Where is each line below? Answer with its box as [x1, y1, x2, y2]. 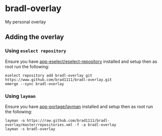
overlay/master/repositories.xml [5, 122, 73, 127]
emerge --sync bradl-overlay [5, 81, 64, 86]
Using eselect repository [5, 47, 67, 54]
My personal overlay [5, 19, 46, 25]
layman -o [5, 118, 25, 123]
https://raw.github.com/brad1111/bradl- [26, 118, 110, 123]
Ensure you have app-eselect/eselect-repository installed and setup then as [5, 59, 157, 64]
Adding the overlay [5, 33, 64, 41]
